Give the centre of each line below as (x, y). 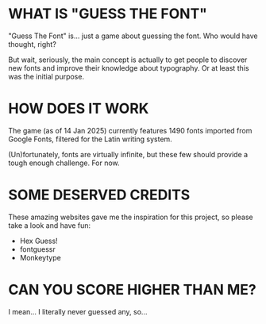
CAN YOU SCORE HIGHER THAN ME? (132, 290)
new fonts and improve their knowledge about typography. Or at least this (129, 67)
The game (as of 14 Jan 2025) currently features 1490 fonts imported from (130, 130)
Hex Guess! (39, 241)
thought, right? (33, 44)
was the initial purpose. (46, 76)
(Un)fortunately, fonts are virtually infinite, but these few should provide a (128, 154)
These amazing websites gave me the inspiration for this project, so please (131, 217)
